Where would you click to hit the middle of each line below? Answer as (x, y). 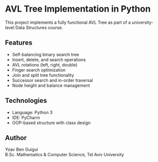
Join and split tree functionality (43, 75)
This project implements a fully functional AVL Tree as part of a (68, 22)
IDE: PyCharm (26, 117)
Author (16, 138)
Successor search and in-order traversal (52, 80)
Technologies (26, 101)
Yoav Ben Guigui (22, 149)
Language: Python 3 (32, 112)
